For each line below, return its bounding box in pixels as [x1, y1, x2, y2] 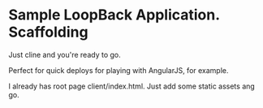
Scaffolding [8, 23, 88, 41]
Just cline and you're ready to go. [8, 50, 122, 59]
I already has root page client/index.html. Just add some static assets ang [8, 81, 256, 91]
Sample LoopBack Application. [8, 6, 220, 24]
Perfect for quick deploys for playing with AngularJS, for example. [8, 65, 229, 75]
